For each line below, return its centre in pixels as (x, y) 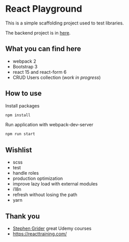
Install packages (22, 105)
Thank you (22, 216)
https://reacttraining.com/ (40, 234)
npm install (18, 115)
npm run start (20, 134)
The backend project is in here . (38, 33)
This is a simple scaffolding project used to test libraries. (64, 23)
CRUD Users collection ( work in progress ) (57, 77)
